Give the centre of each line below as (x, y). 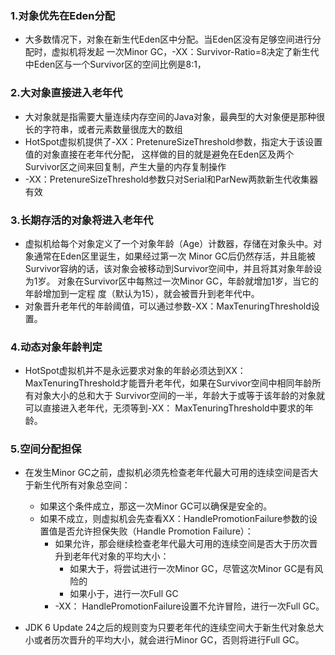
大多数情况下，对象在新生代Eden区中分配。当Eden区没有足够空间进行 (168, 39)
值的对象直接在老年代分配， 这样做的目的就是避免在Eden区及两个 (159, 154)
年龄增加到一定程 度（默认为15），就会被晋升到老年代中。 (142, 293)
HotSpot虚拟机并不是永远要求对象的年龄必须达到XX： (135, 371)
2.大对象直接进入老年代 (66, 93)
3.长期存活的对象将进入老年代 (82, 220)
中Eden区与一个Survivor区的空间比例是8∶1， (115, 64)
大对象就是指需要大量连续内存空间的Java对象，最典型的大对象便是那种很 (175, 116)
